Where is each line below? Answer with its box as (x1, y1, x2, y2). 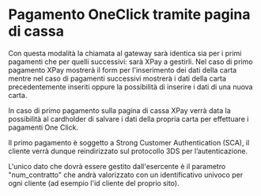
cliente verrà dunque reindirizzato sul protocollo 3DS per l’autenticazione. (8, 146, 248, 156)
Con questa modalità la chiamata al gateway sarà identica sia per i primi (8, 48, 242, 58)
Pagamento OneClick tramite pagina (8, 6, 251, 24)
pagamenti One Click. (8, 122, 79, 132)
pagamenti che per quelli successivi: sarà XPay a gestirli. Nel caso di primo (8, 57, 253, 66)
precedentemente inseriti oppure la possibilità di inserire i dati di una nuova (8, 81, 253, 92)
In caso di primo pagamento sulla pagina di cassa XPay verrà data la (8, 105, 231, 115)
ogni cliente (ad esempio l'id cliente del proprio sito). (8, 178, 180, 187)
